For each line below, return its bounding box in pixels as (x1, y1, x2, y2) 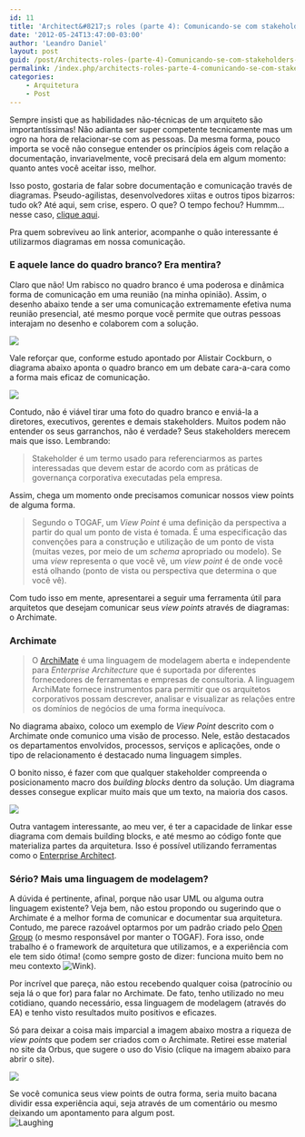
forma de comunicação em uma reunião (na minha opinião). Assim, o (9, 289, 268, 299)
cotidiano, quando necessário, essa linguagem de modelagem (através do (9, 997, 287, 1008)
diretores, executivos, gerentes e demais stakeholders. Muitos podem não (9, 416, 287, 426)
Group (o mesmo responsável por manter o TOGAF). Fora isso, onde (9, 932, 265, 943)
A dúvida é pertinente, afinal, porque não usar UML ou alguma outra (9, 893, 264, 904)
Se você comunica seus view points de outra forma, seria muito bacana (9, 1088, 278, 1099)
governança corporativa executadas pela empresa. (31, 472, 222, 483)
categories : (9, 73, 54, 82)
